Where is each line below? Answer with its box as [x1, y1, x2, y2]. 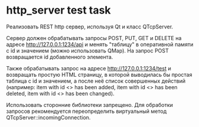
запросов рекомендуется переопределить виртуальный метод [6, 108, 167, 115]
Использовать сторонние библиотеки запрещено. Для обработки [6, 101, 173, 108]
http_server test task [6, 4, 111, 17]
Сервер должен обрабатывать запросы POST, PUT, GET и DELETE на [6, 34, 182, 41]
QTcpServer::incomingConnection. [6, 113, 91, 121]
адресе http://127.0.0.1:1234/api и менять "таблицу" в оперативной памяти [6, 41, 194, 48]
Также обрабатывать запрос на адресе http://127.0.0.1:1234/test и [6, 64, 171, 71]
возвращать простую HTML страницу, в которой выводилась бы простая [6, 71, 192, 78]
